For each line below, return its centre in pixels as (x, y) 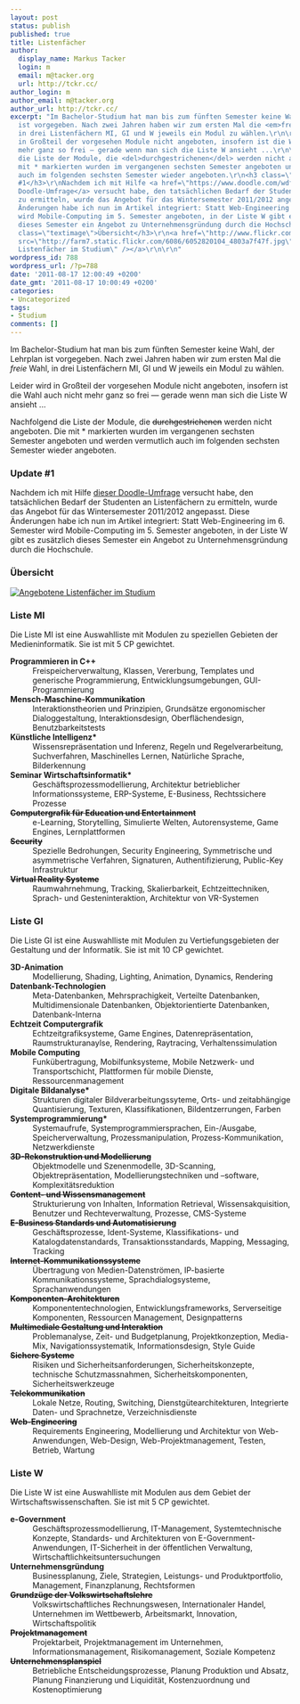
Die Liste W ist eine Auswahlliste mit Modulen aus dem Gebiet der (131, 1493)
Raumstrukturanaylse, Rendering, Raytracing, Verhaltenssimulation (155, 1043)
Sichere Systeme (42, 1356)
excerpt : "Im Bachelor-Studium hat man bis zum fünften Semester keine (146, 117)
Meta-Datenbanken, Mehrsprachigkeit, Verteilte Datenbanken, (146, 995)
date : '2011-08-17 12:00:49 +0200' (76, 274)
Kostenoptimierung (67, 1690)
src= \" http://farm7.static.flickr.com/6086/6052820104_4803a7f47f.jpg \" (156, 242)
